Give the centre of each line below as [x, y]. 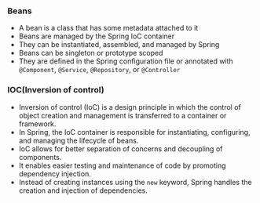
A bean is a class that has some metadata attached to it [108, 28]
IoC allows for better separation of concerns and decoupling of [121, 149]
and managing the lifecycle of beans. [79, 140]
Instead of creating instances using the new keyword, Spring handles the [135, 182]
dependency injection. [55, 173]
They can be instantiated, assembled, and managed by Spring [119, 45]
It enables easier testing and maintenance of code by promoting [122, 165]
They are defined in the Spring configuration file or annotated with [126, 61]
